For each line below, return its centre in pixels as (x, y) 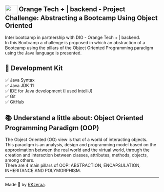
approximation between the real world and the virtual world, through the (77, 150)
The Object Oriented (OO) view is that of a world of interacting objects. (76, 140)
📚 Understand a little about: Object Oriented (74, 118)
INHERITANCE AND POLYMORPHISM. (43, 171)
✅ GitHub (15, 102)
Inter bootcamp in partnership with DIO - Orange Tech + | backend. (73, 37)
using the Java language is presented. (43, 53)
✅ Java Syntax (20, 80)
